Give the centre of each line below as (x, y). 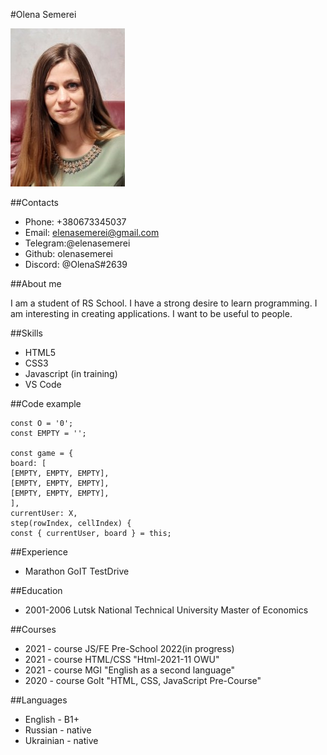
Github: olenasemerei (68, 253)
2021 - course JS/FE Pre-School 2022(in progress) (129, 648)
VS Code (43, 384)
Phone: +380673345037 (75, 222)
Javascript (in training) (71, 373)
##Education (36, 590)
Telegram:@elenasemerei (77, 243)
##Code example (46, 403)
